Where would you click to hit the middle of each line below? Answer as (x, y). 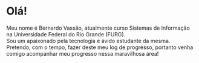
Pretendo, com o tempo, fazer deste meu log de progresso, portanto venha (100, 47)
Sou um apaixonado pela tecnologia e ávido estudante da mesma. (88, 41)
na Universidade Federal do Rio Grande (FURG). (66, 34)
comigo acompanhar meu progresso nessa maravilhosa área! (83, 53)
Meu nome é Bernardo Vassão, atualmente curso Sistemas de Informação (98, 28)
